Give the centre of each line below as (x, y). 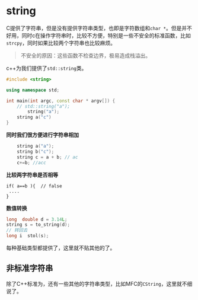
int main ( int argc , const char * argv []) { (61, 101)
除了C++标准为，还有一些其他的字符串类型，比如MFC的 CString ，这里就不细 (99, 283)
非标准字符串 (30, 268)
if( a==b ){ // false (34, 186)
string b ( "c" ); (36, 151)
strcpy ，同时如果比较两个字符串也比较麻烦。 (61, 43)
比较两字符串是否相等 (32, 175)
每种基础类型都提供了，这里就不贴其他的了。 (61, 248)
